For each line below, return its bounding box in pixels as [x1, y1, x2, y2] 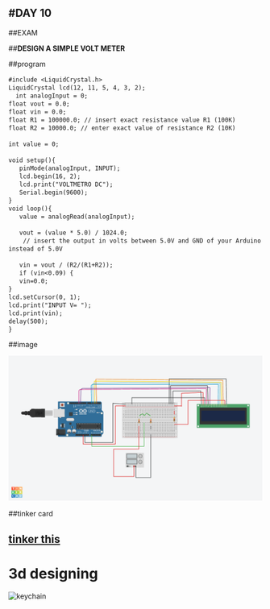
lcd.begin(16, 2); [19, 172, 81, 180]
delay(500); [8, 317, 48, 325]
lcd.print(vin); [8, 309, 63, 317]
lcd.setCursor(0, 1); [8, 293, 81, 301]
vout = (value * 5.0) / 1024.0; [19, 229, 128, 237]
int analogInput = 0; [15, 92, 89, 100]
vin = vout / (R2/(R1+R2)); [19, 261, 114, 269]
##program [8, 59, 46, 68]
